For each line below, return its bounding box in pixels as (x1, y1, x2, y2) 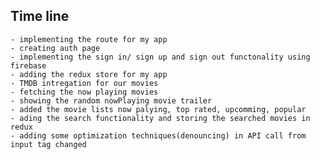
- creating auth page (10, 43, 101, 53)
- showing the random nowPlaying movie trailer (10, 95, 213, 106)
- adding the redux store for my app (10, 69, 168, 79)
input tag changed (10, 139, 87, 149)
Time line (10, 8, 70, 25)
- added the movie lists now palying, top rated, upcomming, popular (10, 104, 307, 114)
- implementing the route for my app (10, 34, 168, 44)
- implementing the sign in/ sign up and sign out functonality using (10, 52, 311, 62)
